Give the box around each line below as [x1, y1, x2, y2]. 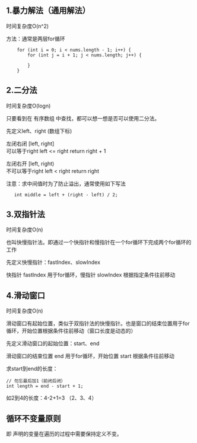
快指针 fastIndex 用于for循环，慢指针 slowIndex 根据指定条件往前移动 [6, 272, 176, 279]
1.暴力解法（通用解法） [6, 5, 91, 16]
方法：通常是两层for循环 [6, 35, 65, 42]
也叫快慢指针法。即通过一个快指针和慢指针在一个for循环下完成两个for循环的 [6, 239, 192, 246]
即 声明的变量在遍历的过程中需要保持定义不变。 [6, 431, 122, 438]
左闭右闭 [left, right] [6, 140, 55, 147]
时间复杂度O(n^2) [6, 23, 49, 30]
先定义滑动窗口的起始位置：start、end [6, 340, 100, 347]
